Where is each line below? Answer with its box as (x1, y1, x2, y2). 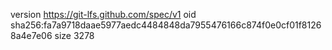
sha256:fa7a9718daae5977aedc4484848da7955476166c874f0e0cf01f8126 (10, 19, 322, 31)
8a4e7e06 (10, 30, 53, 41)
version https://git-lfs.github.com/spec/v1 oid (10, 9, 197, 20)
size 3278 (54, 30, 95, 41)
